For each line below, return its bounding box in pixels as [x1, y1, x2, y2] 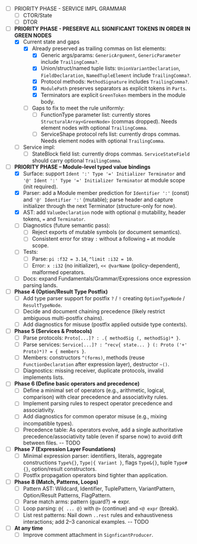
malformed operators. [31, 268, 85, 276]
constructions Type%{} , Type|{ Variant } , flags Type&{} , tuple [23, 459, 173, 466]
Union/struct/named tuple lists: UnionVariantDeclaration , [40, 65, 180, 72]
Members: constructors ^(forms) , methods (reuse [23, 354, 145, 361]
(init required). [23, 183, 58, 190]
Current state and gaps [23, 38, 80, 45]
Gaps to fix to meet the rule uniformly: [31, 104, 125, 111]
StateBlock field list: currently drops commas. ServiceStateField [31, 150, 190, 157]
